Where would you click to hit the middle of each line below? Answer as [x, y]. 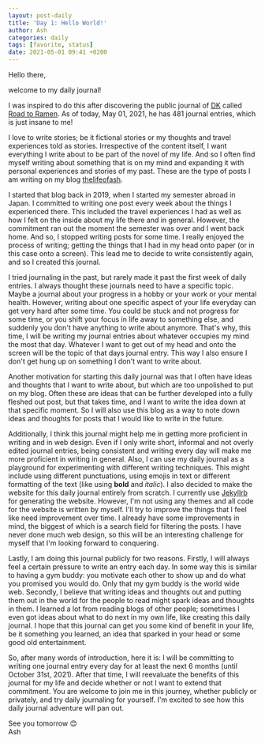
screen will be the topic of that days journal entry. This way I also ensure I [128, 353]
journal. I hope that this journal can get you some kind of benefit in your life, [131, 626]
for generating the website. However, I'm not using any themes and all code [131, 501]
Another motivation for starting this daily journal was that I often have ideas [130, 377]
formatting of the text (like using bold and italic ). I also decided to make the [130, 484]
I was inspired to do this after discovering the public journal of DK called [125, 105]
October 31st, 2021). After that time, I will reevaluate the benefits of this [123, 674]
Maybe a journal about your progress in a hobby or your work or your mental [132, 294]
